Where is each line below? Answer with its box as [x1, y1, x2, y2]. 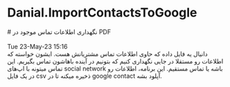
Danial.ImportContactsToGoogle [7, 5, 197, 21]
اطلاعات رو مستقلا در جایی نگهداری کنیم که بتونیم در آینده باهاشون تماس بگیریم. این [7, 57, 224, 65]
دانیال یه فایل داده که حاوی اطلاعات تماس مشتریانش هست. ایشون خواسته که [7, 50, 208, 58]
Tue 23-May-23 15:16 [7, 42, 68, 50]
